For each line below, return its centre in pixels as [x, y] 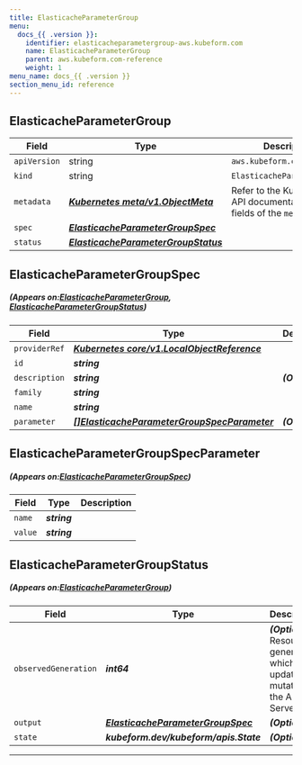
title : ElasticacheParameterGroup [74, 18]
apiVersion [37, 162]
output [28, 722]
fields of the [256, 213]
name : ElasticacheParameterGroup [88, 51]
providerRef [40, 348]
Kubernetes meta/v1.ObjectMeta [141, 202]
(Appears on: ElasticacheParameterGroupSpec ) [100, 476]
